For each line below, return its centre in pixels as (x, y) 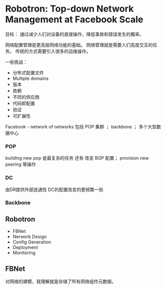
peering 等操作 (21, 164)
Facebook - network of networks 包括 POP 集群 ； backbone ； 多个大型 (81, 126)
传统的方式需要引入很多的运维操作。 (53, 51)
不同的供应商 (26, 97)
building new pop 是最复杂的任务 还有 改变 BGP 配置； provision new (77, 158)
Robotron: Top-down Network (70, 9)
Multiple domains (31, 78)
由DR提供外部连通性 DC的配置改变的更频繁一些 (54, 189)
